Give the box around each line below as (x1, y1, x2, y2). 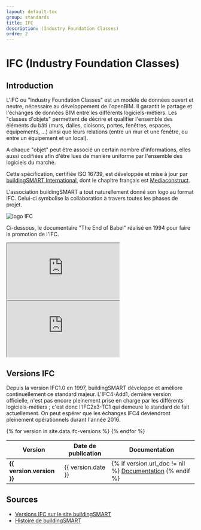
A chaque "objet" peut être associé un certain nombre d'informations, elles (6, 146, 191, 153)
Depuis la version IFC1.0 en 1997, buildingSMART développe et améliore (6, 384, 183, 391)
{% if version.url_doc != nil (111, 459, 185, 467)
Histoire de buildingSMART (14, 517, 82, 524)
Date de (74, 441, 97, 450)
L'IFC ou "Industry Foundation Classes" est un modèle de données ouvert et (6, 96, 194, 103)
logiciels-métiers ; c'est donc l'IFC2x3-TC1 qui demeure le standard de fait (6, 403, 190, 410)
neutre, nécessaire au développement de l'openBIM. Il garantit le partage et (6, 103, 193, 110)
